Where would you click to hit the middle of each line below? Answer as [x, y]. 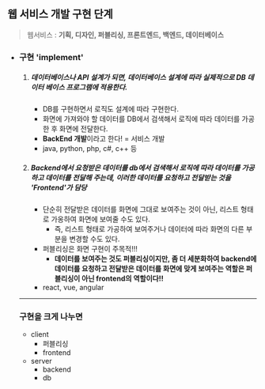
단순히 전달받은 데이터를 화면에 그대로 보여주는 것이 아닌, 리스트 [140, 209]
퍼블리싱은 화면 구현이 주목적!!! [90, 248]
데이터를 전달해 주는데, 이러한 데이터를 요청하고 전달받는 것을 [138, 178]
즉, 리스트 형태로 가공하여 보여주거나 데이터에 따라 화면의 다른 [149, 228]
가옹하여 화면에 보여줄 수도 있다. [101, 219]
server [41, 361]
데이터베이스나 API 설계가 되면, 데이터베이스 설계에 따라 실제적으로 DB [138, 77]
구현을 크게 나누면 [51, 316]
